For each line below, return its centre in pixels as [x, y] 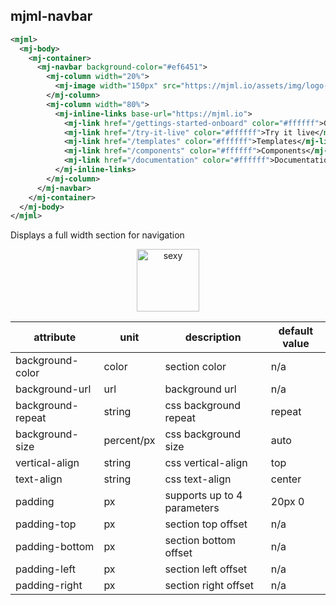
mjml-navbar [51, 16]
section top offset [206, 524]
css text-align [198, 479]
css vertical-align [206, 463]
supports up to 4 [203, 496]
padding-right [49, 586]
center [286, 479]
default [296, 331]
